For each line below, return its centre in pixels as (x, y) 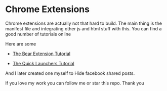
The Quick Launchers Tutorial (43, 63)
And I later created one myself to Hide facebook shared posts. (70, 73)
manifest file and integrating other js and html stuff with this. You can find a (83, 28)
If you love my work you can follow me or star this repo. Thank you (75, 83)
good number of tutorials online (38, 34)
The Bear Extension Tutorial (41, 54)
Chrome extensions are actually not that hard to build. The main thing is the (83, 23)
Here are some (21, 43)
